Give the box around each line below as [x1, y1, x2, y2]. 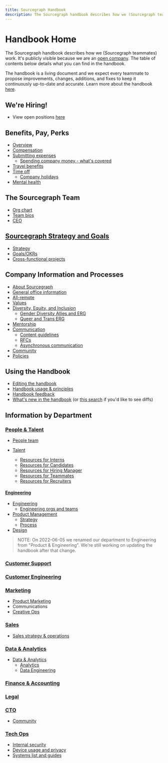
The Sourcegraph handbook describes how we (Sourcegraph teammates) [5, 50, 157, 56]
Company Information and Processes [5, 271, 124, 279]
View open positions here [12, 114, 65, 120]
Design [12, 527, 27, 533]
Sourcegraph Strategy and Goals [5, 232, 109, 241]
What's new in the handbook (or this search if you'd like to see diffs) [12, 396, 153, 403]
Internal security [12, 741, 46, 748]
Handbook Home [5, 34, 76, 45]
